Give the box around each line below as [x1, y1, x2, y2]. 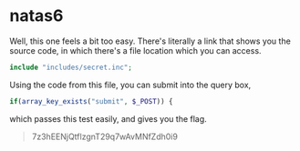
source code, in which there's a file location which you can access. [9, 45, 262, 55]
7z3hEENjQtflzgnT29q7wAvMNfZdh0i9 [31, 131, 178, 142]
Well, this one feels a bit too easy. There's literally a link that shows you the [9, 35, 292, 46]
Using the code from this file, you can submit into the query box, [9, 79, 252, 90]
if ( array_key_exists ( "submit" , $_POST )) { [9, 96, 173, 106]
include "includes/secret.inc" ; [9, 63, 132, 72]
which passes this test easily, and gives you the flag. [9, 113, 207, 124]
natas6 [9, 5, 64, 26]
